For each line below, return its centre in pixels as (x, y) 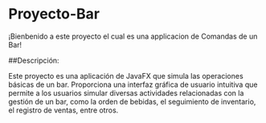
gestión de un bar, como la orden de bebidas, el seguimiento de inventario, (132, 101)
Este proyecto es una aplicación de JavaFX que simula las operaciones (126, 76)
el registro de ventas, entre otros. (63, 110)
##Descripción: (34, 60)
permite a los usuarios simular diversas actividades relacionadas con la (126, 92)
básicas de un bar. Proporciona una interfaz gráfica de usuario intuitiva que (133, 84)
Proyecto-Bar (54, 14)
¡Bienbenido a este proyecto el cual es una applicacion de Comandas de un (133, 36)
